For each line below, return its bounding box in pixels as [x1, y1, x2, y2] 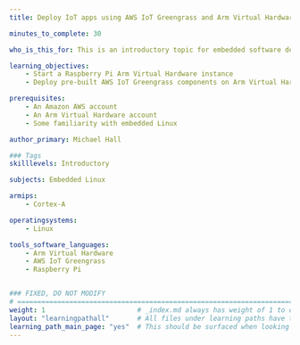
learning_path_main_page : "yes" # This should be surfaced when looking [9, 322, 290, 331]
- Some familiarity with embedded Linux [25, 119, 178, 127]
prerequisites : [9, 94, 66, 103]
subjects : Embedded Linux [9, 176, 105, 185]
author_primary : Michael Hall [9, 135, 122, 144]
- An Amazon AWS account [25, 103, 118, 111]
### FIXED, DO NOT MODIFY [9, 289, 105, 299]
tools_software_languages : [9, 240, 110, 250]
